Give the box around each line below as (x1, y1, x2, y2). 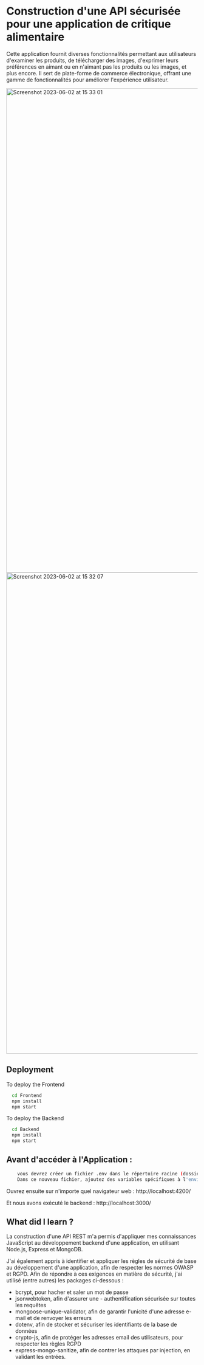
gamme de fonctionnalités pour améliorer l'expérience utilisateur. (6, 76, 169, 83)
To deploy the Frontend (6, 1081, 65, 1088)
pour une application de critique (6, 17, 171, 31)
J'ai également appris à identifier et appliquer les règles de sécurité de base (6, 1257, 197, 1265)
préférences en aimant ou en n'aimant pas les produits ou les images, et (6, 63, 187, 70)
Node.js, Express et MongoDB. (6, 1246, 83, 1253)
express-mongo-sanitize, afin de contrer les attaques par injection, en (15, 1347, 191, 1354)
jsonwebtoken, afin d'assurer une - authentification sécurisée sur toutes (15, 1295, 196, 1302)
